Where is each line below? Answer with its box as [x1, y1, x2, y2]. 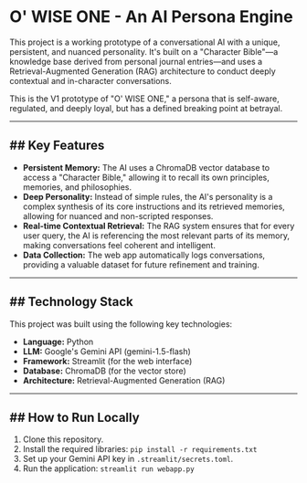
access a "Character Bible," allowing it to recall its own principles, [22, 172, 270, 183]
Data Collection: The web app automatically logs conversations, [22, 249, 266, 260]
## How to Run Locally [9, 409, 140, 425]
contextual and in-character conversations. [9, 75, 172, 86]
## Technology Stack [9, 294, 134, 310]
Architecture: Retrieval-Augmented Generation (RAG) [22, 374, 226, 385]
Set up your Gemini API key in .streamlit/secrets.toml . [22, 454, 234, 465]
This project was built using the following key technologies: [9, 318, 233, 330]
